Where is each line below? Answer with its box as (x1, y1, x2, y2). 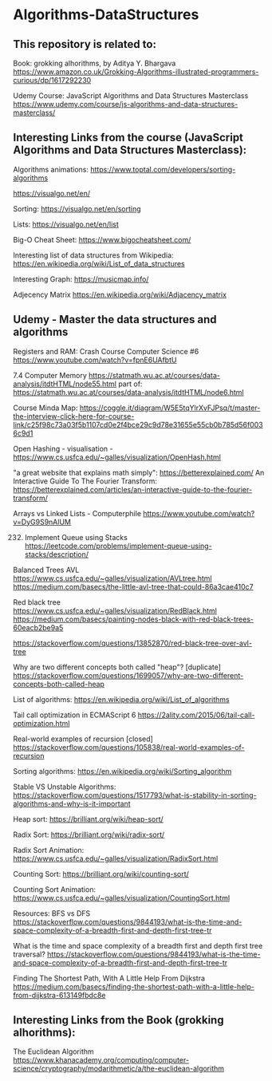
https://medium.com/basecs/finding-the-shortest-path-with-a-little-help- (13, 981, 254, 991)
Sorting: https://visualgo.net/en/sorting (13, 203, 142, 213)
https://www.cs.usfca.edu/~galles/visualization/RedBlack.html (13, 606, 218, 615)
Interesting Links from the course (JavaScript (13, 131, 244, 144)
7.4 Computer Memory (13, 370, 87, 380)
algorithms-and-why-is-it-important (13, 799, 131, 808)
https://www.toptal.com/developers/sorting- (89, 164, 236, 174)
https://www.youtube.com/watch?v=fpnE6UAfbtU (13, 355, 177, 365)
